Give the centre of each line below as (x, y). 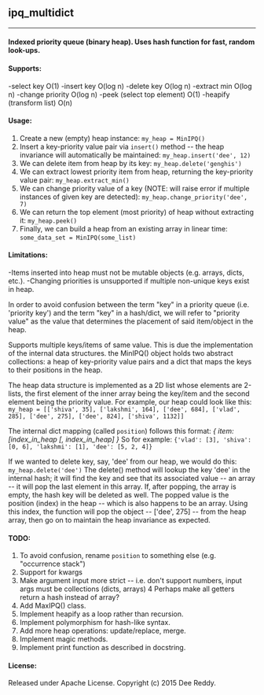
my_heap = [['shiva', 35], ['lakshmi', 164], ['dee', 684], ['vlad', (125, 410)
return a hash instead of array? (70, 597)
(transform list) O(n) (40, 102)
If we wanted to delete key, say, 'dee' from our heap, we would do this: (123, 462)
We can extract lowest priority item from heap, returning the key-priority (136, 172)
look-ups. (24, 50)
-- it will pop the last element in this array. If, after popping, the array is (123, 486)
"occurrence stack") (53, 564)
